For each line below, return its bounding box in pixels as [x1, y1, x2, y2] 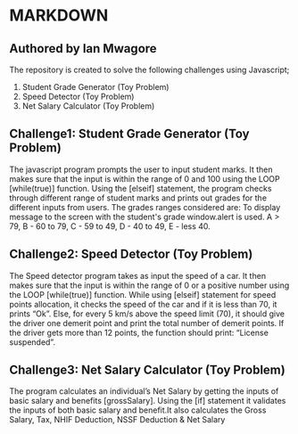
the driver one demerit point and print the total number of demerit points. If [9, 317, 285, 328]
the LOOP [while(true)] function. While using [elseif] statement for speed [9, 289, 277, 299]
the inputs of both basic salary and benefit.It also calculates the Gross [9, 405, 267, 415]
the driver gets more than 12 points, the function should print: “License [9, 327, 269, 338]
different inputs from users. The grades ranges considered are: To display [9, 201, 281, 212]
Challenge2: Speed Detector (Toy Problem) [9, 247, 253, 262]
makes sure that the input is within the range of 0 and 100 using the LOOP [9, 173, 280, 184]
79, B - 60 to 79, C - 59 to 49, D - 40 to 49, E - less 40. [9, 220, 211, 232]
